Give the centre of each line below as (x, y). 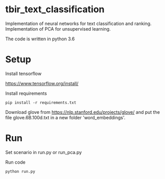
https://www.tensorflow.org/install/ (42, 83)
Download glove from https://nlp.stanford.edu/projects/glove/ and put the (82, 112)
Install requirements (26, 93)
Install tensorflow (23, 73)
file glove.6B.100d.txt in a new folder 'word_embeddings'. (65, 117)
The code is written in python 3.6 (40, 39)
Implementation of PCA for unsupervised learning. (58, 29)
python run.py (20, 171)
